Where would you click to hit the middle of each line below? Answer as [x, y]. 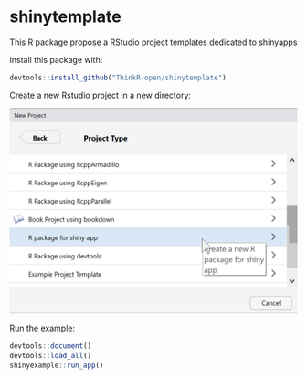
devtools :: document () [51, 346]
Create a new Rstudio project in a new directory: [101, 95]
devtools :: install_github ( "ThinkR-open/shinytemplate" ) [118, 78]
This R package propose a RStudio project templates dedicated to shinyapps [153, 42]
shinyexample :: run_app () [57, 365]
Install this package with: [56, 59]
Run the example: [42, 328]
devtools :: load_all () [51, 355]
